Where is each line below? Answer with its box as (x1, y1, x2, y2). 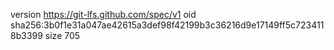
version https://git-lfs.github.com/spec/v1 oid (10, 9, 197, 20)
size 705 (44, 30, 81, 41)
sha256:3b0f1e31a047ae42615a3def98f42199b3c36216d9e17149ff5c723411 (10, 19, 325, 31)
